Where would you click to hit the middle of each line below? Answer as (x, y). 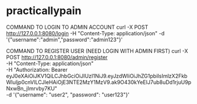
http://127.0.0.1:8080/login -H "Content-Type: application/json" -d (86, 33)
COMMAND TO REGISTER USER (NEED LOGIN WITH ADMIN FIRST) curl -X (97, 51)
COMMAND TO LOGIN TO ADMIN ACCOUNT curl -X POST (77, 27)
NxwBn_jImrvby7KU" (32, 88)
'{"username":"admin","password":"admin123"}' (64, 39)
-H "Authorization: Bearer (37, 69)
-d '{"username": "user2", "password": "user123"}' (68, 95)
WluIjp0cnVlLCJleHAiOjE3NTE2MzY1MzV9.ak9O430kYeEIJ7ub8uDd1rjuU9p (99, 82)
